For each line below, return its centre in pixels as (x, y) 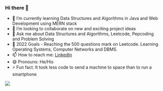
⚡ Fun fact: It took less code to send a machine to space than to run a (82, 67)
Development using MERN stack (44, 23)
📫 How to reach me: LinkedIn (42, 55)
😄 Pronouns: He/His (33, 62)
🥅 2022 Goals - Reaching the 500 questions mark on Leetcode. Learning (85, 44)
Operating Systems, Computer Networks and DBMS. (65, 49)
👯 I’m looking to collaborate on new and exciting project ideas (74, 29)
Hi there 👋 (17, 8)
